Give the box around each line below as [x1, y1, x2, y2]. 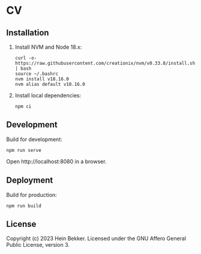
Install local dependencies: [14, 92, 82, 99]
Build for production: [6, 191, 57, 198]
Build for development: [6, 136, 62, 143]
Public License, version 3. [6, 241, 70, 249]
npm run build [6, 202, 42, 209]
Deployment [6, 175, 53, 186]
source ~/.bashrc [14, 71, 59, 77]
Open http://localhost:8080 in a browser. [6, 157, 107, 165]
